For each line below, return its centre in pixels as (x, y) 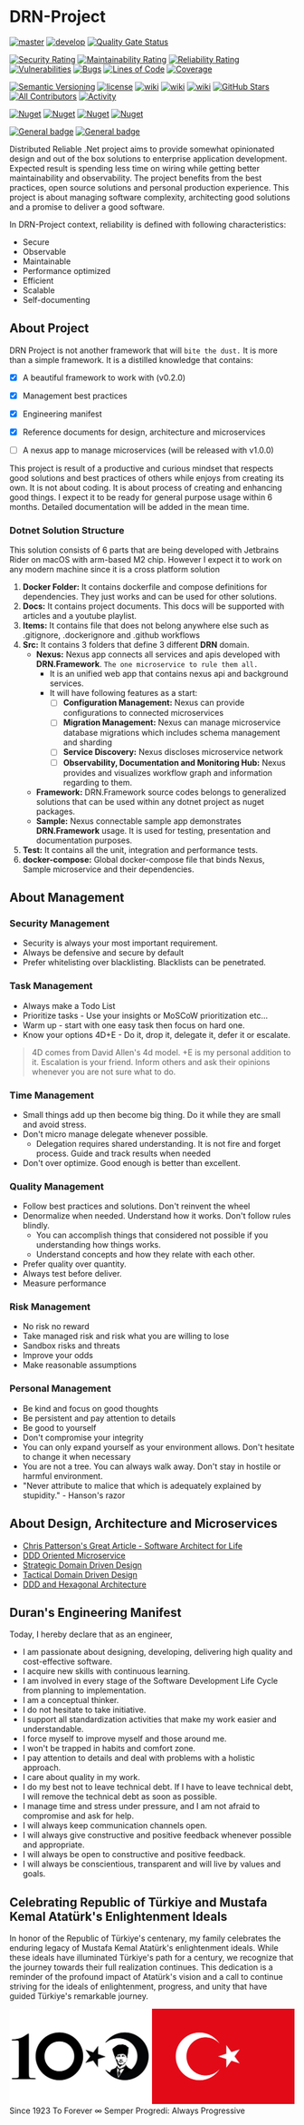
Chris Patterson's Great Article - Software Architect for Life (132, 1545)
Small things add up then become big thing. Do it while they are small (151, 1114)
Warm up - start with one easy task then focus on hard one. (133, 1025)
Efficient (38, 280)
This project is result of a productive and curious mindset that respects (142, 468)
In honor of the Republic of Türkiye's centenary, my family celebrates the (145, 1938)
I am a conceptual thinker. (71, 1700)
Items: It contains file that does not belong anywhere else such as (146, 626)
